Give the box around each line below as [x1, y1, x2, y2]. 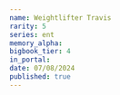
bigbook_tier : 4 [9, 47, 71, 56]
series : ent [9, 30, 55, 39]
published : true [9, 72, 71, 81]
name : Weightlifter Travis [9, 13, 112, 23]
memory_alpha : [9, 38, 64, 48]
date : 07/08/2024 [9, 64, 75, 73]
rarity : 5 [9, 22, 47, 31]
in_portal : [9, 55, 51, 64]
